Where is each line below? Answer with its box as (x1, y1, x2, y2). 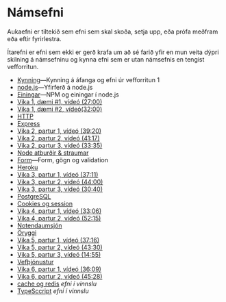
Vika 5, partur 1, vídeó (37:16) (16, 236, 100, 244)
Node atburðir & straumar (16, 149, 89, 157)
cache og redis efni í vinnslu (16, 279, 97, 288)
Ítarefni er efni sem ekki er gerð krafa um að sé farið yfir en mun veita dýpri (7, 48, 219, 56)
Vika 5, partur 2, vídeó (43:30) (16, 243, 103, 251)
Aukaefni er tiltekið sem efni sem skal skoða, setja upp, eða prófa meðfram (7, 27, 218, 36)
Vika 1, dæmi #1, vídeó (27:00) (16, 97, 103, 105)
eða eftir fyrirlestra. (7, 34, 62, 42)
